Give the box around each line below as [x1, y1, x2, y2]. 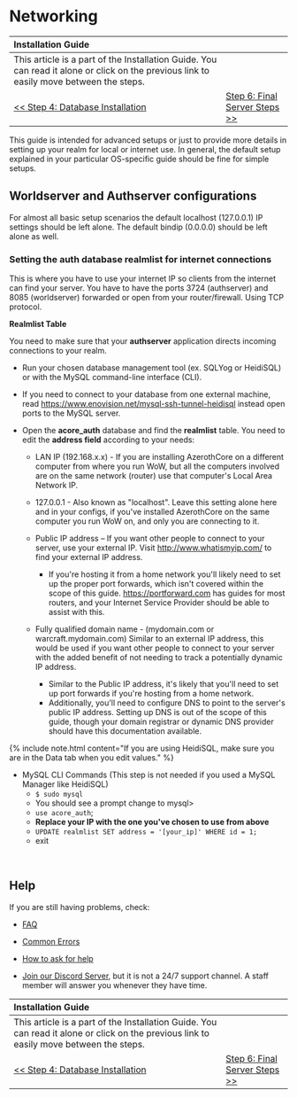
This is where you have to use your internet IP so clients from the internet [9, 273, 277, 284]
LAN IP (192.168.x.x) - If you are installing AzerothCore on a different [34, 452, 285, 463]
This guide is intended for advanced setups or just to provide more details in [9, 135, 287, 145]
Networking [9, 6, 99, 27]
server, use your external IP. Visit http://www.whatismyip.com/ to [34, 542, 272, 553]
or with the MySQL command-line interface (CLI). [21, 372, 202, 383]
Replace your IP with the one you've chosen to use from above [34, 817, 270, 828]
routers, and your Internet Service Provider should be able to [48, 597, 270, 608]
